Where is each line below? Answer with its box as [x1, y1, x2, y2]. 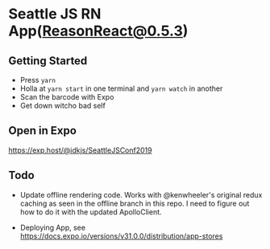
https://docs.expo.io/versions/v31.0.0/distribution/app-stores [19, 231, 223, 241]
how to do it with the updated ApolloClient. [19, 206, 163, 217]
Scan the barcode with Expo [19, 92, 114, 101]
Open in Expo [8, 124, 77, 137]
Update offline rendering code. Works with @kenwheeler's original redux [19, 190, 263, 199]
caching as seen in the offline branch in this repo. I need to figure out [19, 198, 250, 208]
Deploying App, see [19, 222, 86, 232]
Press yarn [19, 76, 56, 84]
